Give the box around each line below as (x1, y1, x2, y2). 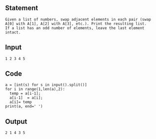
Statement (5, 4, 39, 12)
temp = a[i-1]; (9, 91, 41, 96)
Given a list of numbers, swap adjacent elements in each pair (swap (5, 17, 152, 22)
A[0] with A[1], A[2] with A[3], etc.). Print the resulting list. (5, 21, 147, 26)
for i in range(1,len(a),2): (5, 87, 65, 92)
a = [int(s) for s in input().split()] (5, 83, 87, 87)
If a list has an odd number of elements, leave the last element (5, 26, 145, 30)
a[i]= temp (9, 100, 32, 105)
